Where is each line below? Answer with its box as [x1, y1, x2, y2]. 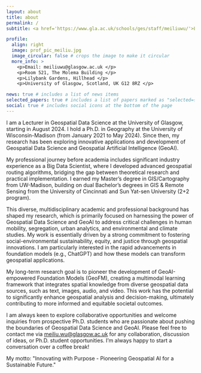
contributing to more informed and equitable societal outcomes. [6, 299, 163, 307]
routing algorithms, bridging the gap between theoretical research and [6, 169, 179, 176]
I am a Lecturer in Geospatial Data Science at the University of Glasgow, [6, 119, 184, 126]
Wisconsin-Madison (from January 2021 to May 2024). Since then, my [6, 132, 179, 139]
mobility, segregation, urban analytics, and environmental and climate [6, 225, 178, 232]
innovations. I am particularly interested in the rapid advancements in [6, 243, 176, 251]
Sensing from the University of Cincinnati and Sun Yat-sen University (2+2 [6, 188, 190, 195]
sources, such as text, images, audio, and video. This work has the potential [6, 287, 193, 294]
